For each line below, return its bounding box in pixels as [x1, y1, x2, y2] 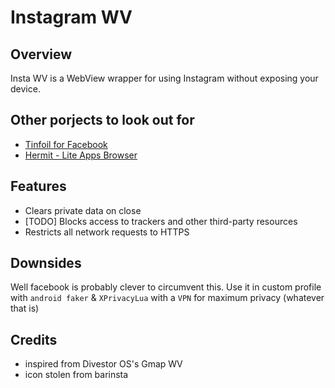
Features [10, 178, 67, 195]
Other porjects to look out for [10, 112, 195, 129]
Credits [10, 331, 58, 348]
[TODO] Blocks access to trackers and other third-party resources [24, 215, 298, 227]
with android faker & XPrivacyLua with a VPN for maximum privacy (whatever [10, 292, 325, 304]
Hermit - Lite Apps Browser [24, 149, 138, 161]
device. [10, 83, 41, 95]
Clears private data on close [24, 204, 142, 216]
